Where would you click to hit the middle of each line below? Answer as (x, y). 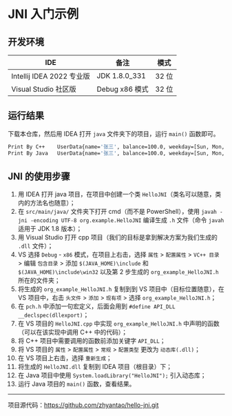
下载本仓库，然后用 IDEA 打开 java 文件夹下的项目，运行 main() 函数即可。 (114, 133)
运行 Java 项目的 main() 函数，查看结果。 (76, 384)
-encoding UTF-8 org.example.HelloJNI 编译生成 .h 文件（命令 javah (127, 220)
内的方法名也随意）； (46, 203)
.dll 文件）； (35, 246)
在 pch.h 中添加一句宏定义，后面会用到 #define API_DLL (96, 306)
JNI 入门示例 (43, 14)
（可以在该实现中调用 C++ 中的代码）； (73, 333)
